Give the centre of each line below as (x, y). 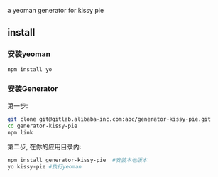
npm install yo (30, 69)
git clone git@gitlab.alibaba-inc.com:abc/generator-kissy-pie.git (109, 119)
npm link (20, 132)
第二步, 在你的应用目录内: (44, 147)
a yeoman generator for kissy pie (56, 10)
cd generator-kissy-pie (43, 126)
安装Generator (33, 89)
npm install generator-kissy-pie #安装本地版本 (77, 160)
